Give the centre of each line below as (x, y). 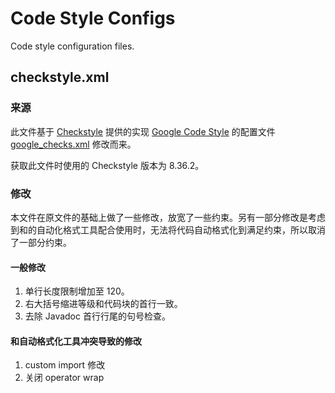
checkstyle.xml (60, 77)
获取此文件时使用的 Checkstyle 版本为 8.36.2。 (107, 165)
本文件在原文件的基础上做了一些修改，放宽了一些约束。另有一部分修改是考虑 (168, 217)
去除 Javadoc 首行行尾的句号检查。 (97, 316)
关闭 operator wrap (64, 378)
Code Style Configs (93, 18)
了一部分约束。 (41, 242)
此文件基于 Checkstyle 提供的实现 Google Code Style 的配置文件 (143, 131)
